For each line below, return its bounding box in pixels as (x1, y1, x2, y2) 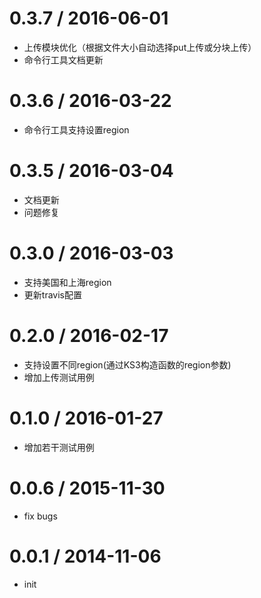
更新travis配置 (23, 288, 82, 301)
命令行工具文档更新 (23, 53, 104, 66)
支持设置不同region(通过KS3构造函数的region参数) (23, 358, 232, 371)
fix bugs (23, 510, 58, 522)
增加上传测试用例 (23, 371, 95, 383)
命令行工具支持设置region (23, 123, 130, 136)
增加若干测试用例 (23, 441, 95, 453)
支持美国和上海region (23, 276, 112, 288)
